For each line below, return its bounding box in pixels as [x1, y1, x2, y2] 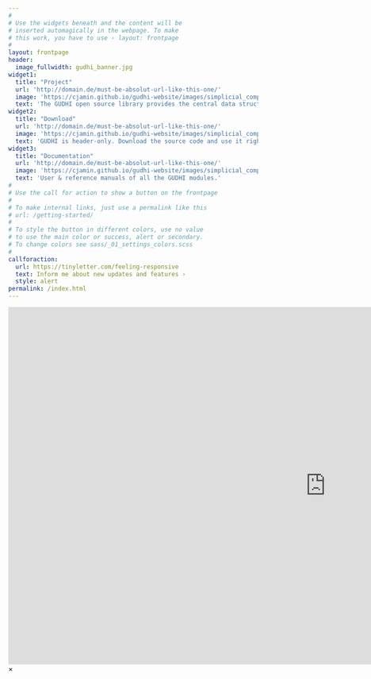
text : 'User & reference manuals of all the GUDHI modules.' [15, 174, 222, 183]
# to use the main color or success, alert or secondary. [8, 233, 204, 241]
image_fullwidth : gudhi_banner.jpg [15, 64, 133, 71]
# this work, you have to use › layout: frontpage [8, 33, 179, 42]
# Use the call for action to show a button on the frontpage [8, 188, 218, 197]
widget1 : [8, 71, 37, 79]
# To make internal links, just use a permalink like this [8, 203, 208, 211]
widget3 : [8, 145, 37, 152]
